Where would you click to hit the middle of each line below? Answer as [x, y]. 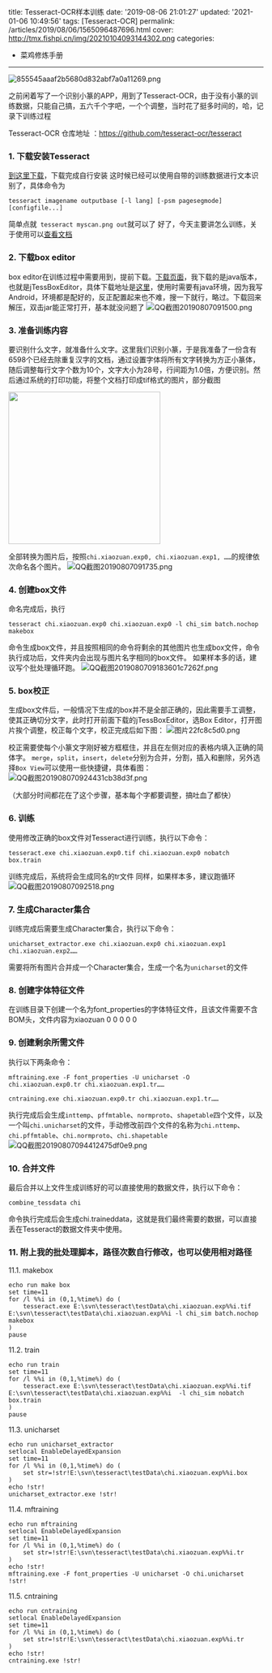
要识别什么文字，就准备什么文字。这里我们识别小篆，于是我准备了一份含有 [132, 349]
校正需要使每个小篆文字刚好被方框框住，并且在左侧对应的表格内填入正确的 [132, 748]
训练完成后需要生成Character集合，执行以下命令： [92, 929]
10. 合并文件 [32, 1168]
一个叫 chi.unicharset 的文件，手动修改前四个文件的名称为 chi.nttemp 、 [126, 1125]
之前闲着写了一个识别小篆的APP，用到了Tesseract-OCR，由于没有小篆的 [130, 95]
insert [93, 759]
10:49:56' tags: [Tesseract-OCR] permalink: [102, 21]
